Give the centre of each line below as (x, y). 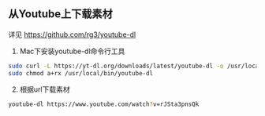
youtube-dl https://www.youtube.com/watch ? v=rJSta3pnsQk (104, 104)
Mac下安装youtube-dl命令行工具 (72, 51)
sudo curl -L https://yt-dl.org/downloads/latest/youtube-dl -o (116, 66)
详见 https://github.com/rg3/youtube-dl (72, 34)
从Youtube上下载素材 (60, 14)
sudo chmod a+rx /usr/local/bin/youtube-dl (81, 73)
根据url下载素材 (45, 89)
